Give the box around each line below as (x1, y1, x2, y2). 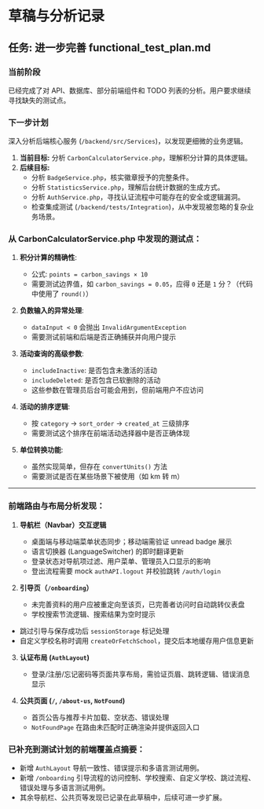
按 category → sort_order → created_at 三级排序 (31, 419, 190, 428)
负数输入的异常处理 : (19, 306, 84, 315)
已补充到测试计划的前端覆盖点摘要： (8, 744, 145, 755)
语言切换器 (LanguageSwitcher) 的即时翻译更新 (31, 547, 185, 556)
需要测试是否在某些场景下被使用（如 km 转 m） (31, 472, 185, 481)
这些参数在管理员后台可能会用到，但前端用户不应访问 (31, 386, 204, 395)
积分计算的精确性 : (19, 253, 77, 262)
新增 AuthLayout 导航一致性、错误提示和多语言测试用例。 (19, 763, 204, 773)
